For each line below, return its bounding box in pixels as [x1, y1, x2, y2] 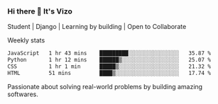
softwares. [7, 90, 39, 98]
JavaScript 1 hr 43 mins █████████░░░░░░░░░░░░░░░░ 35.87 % [7, 50, 212, 57]
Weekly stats [7, 36, 45, 45]
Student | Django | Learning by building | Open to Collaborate [7, 23, 187, 31]
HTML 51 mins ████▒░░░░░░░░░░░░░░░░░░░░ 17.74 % [7, 69, 212, 76]
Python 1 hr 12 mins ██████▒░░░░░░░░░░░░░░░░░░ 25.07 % [7, 57, 212, 64]
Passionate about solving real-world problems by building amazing [7, 82, 203, 91]
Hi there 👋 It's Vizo [7, 6, 72, 16]
